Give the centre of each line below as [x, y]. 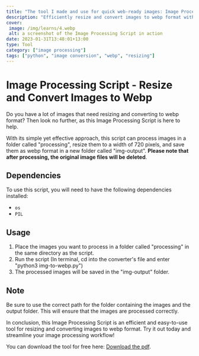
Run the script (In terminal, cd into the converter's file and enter [92, 259]
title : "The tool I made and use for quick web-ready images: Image [92, 12]
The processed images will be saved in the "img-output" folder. [92, 272]
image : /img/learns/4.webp [42, 28]
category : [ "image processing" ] [46, 50]
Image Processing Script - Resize [89, 85]
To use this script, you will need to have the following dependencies [89, 190]
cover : [14, 23]
